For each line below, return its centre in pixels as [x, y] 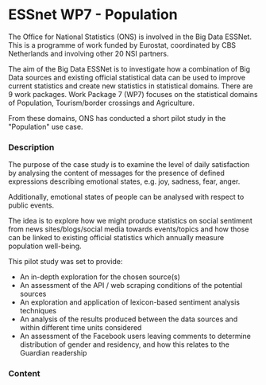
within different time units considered [81, 328]
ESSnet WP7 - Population [93, 15]
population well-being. [45, 246]
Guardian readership [53, 353]
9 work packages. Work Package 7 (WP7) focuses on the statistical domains [133, 94]
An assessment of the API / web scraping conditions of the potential [131, 286]
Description [31, 147]
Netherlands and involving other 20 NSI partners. [89, 53]
